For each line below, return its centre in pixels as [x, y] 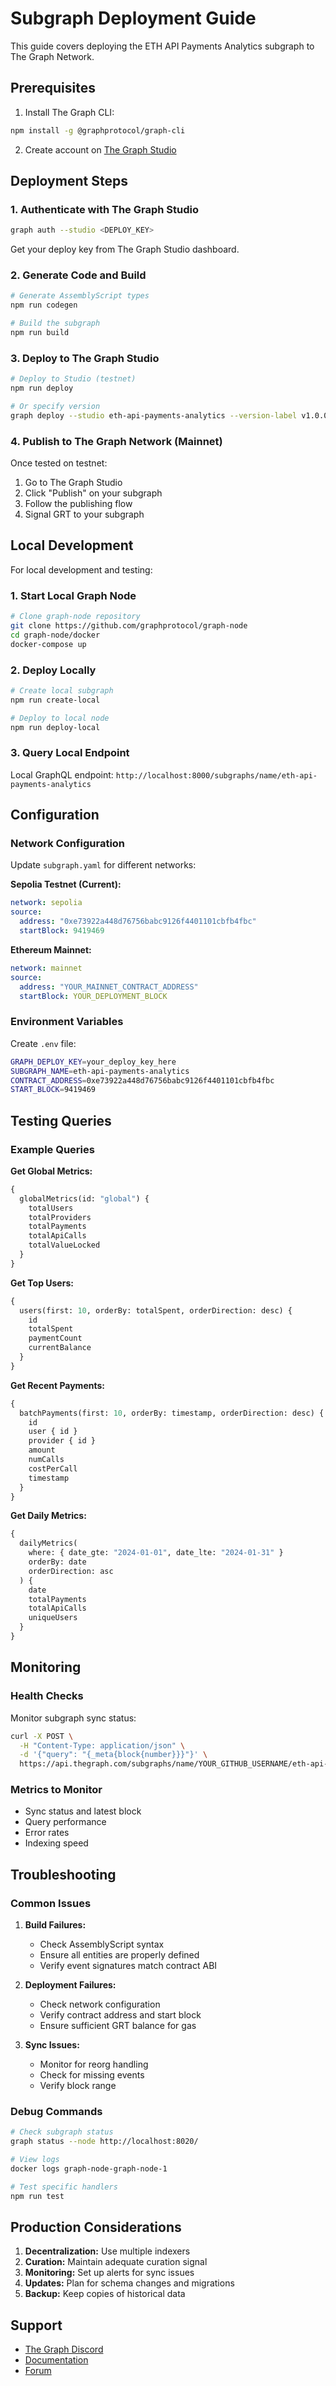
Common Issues [51, 1903]
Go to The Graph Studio [73, 483]
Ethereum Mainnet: [51, 949]
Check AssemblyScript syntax [102, 1944]
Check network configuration [100, 2004]
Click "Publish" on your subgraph [93, 493]
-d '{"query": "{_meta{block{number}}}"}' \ [113, 1755]
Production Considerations [96, 2227]
